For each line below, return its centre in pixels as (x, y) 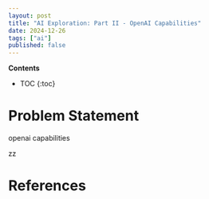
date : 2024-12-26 (37, 30)
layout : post (30, 16)
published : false (37, 46)
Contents (24, 68)
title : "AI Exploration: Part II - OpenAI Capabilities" (105, 23)
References (47, 186)
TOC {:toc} (37, 84)
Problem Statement (74, 116)
